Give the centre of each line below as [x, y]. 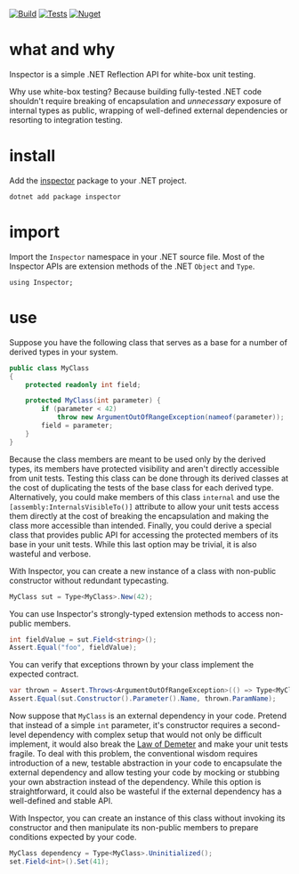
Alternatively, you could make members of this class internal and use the [145, 497]
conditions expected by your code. [73, 837]
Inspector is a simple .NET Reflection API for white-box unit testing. [133, 74]
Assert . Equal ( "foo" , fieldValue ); [73, 648]
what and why [62, 50]
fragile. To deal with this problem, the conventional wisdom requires [133, 753]
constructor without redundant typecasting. [89, 580]
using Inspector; [41, 282]
